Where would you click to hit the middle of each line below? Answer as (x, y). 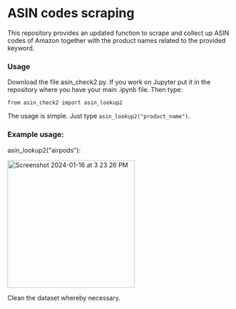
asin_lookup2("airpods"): (44, 150)
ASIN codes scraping (71, 13)
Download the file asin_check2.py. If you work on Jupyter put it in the (109, 82)
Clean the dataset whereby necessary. (64, 298)
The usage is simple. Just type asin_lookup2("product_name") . (99, 116)
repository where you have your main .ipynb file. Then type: (95, 90)
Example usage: (36, 135)
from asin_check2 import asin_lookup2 (65, 103)
